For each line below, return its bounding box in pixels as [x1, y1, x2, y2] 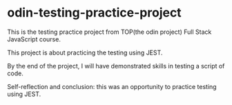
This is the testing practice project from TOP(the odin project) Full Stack [7, 28, 212, 36]
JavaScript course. [7, 35, 61, 43]
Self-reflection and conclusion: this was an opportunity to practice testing [7, 82, 217, 90]
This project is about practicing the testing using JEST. [7, 48, 163, 57]
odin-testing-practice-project [7, 5, 182, 21]
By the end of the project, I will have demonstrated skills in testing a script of [7, 61, 225, 70]
